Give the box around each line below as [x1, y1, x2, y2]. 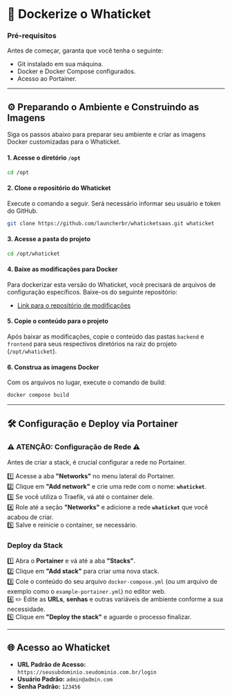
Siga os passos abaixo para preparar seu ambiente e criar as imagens [7, 131, 206, 139]
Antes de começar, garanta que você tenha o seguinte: [7, 46, 164, 55]
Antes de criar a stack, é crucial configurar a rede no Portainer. [7, 458, 186, 466]
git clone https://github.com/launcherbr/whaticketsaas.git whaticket [7, 220, 215, 227]
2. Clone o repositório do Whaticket [7, 183, 111, 192]
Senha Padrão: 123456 [17, 682, 81, 690]
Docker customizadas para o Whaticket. [7, 138, 121, 146]
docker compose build [7, 392, 70, 399]
